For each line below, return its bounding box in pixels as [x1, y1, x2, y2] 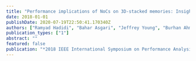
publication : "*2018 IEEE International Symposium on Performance [6, 46, 171, 52]
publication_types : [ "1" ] [6, 30, 69, 36]
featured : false [6, 41, 45, 47]
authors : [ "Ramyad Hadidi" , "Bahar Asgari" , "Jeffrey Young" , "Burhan [6, 24, 181, 31]
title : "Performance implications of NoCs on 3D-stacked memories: [6, 8, 174, 15]
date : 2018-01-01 [6, 14, 48, 20]
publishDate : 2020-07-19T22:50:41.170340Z [6, 19, 111, 25]
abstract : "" [6, 35, 38, 41]
